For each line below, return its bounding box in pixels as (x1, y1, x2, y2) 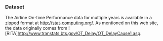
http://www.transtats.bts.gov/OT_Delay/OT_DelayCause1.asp (17, 31, 141, 37)
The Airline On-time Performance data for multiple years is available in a (5, 15, 152, 21)
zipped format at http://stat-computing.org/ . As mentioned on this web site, (5, 20, 158, 26)
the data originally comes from (5, 25, 68, 31)
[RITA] (5, 31, 18, 37)
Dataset (5, 3, 25, 10)
